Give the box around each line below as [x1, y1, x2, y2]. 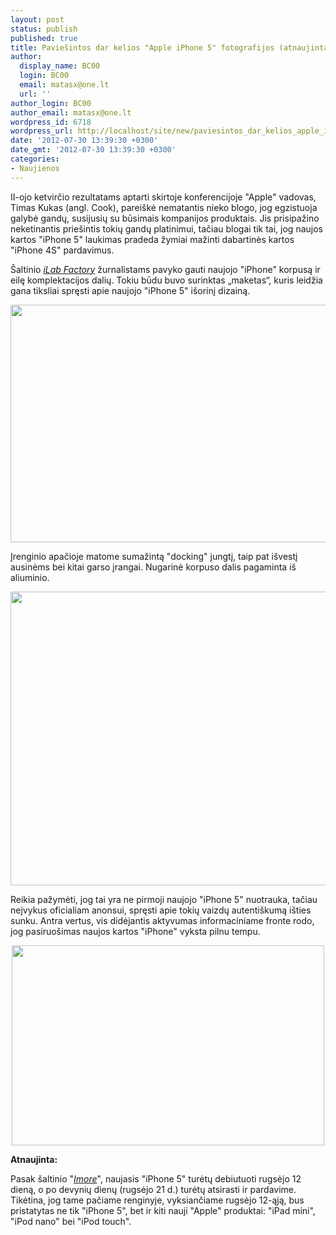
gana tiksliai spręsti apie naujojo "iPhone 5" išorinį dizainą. [10, 284, 251, 296]
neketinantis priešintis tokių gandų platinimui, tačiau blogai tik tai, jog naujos [10, 222, 323, 235]
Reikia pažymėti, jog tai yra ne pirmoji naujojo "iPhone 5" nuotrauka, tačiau [10, 893, 318, 905]
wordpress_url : [10, 126, 74, 136]
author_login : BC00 [10, 98, 92, 108]
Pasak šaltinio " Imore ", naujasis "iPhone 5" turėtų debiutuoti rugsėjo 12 [10, 1172, 302, 1185]
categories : [10, 154, 60, 164]
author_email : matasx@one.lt [10, 107, 132, 118]
